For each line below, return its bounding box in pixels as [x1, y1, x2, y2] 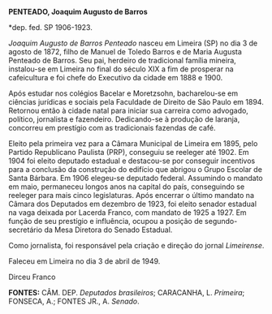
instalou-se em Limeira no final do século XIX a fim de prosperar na [8, 64, 234, 74]
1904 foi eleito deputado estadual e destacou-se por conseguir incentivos [8, 156, 256, 166]
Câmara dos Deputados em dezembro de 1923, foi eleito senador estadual [8, 199, 257, 209]
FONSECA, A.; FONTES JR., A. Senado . [8, 296, 140, 306]
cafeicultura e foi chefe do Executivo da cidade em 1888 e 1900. [8, 73, 223, 82]
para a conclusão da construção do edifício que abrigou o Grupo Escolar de [8, 165, 262, 174]
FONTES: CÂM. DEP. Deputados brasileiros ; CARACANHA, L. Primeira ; [8, 288, 245, 297]
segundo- [204, 217, 238, 226]
